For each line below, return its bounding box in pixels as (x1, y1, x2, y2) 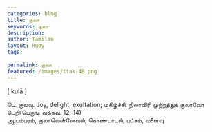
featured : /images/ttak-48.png (7, 68, 97, 75)
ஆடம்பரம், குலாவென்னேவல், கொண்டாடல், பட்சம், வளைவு (7, 115, 164, 124)
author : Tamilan (7, 36, 54, 43)
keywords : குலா (7, 23, 50, 30)
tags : (7, 49, 23, 56)
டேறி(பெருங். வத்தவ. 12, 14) (7, 108, 81, 116)
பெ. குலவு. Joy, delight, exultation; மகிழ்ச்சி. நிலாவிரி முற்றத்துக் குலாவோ (7, 100, 205, 109)
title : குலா (7, 17, 40, 23)
